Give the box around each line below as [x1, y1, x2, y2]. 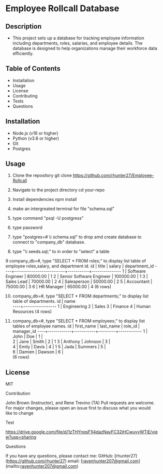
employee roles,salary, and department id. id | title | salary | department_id [5, 263, 154, 269]
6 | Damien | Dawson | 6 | [12, 349, 63, 355]
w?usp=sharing [5, 434, 37, 440]
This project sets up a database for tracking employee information [12, 35, 145, 41]
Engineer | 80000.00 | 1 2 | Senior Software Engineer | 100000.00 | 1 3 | [5, 274, 148, 279]
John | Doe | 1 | [12, 333, 43, 340]
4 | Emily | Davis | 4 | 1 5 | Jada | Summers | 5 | [12, 344, 106, 350]
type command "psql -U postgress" [12, 215, 84, 221]
